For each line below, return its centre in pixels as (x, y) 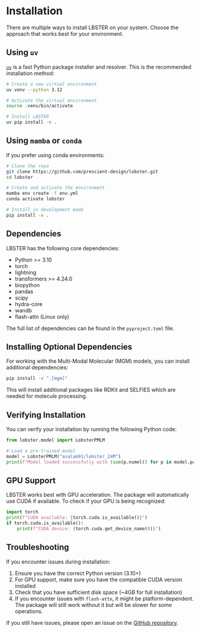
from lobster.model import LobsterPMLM (56, 440)
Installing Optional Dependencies (69, 347)
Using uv (22, 53)
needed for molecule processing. (47, 396)
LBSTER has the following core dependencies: (63, 248)
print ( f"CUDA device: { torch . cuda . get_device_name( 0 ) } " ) (89, 529)
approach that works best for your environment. (65, 33)
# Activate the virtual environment (51, 100)
